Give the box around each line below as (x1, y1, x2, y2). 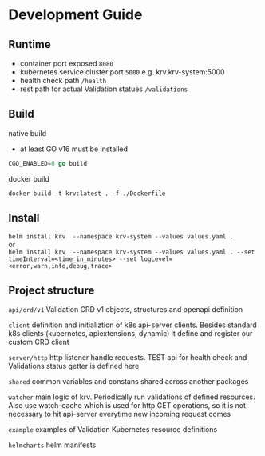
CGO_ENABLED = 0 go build (8, 159, 88, 167)
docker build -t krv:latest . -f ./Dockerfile (8, 190, 166, 198)
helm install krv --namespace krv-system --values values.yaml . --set (8, 248, 255, 256)
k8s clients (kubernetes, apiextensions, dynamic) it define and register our (8, 329, 253, 338)
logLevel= (140, 254, 173, 263)
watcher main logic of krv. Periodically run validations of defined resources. (8, 392, 255, 402)
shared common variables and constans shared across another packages (8, 377, 249, 386)
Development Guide (8, 6, 143, 24)
